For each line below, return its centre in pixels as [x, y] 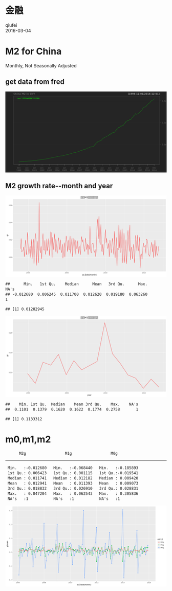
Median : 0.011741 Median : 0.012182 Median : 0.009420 [73, 478]
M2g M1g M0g [68, 454]
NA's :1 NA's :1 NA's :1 [64, 499]
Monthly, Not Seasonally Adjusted [41, 65]
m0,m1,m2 [28, 439]
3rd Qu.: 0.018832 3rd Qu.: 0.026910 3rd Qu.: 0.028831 [73, 489]
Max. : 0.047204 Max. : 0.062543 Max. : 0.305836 [73, 494]
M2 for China [34, 51]
